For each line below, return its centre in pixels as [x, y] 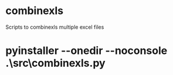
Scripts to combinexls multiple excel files [55, 27]
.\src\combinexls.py [56, 63]
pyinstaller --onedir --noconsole [86, 51]
